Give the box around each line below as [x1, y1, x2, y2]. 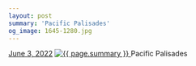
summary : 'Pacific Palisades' [8, 19, 111, 27]
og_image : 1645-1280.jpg [8, 27, 92, 35]
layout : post [8, 11, 53, 20]
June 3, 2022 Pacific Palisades [8, 49, 188, 59]
